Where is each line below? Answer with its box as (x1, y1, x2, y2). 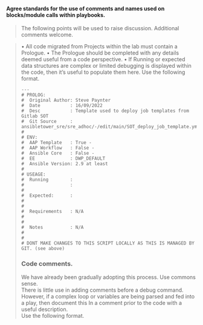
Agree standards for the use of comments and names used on (6, 5, 165, 12)
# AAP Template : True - (21, 140, 92, 146)
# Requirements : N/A (21, 209, 84, 215)
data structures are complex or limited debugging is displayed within (21, 62, 192, 70)
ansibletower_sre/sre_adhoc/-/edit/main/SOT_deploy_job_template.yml (21, 124, 201, 130)
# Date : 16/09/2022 (21, 103, 103, 109)
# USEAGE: (21, 171, 47, 178)
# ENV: (21, 134, 38, 140)
